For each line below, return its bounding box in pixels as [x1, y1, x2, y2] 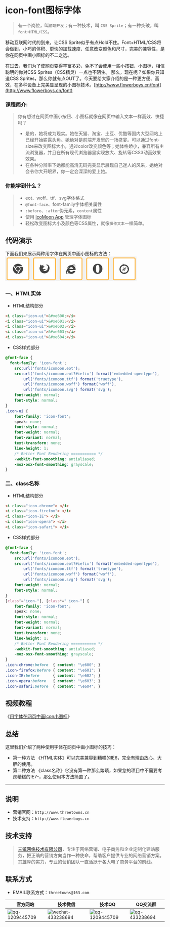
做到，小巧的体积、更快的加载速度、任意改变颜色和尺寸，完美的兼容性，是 [9, 46, 165, 52]
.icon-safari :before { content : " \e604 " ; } [5, 684, 101, 689]
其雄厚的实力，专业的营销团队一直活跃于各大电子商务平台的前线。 [17, 858, 155, 865]
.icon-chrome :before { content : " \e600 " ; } [5, 663, 101, 668]
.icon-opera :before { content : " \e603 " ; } [5, 678, 101, 683]
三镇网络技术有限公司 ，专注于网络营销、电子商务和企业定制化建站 [17, 846, 155, 852]
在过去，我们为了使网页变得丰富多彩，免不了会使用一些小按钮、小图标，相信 [5, 63, 165, 69]
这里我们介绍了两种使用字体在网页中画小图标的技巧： [5, 744, 116, 750]
